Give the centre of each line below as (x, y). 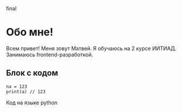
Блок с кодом (32, 73)
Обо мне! (30, 32)
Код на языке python (32, 103)
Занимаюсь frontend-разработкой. (50, 55)
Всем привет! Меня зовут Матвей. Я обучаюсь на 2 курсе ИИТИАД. (91, 48)
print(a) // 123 (26, 91)
